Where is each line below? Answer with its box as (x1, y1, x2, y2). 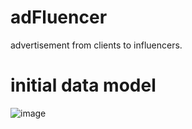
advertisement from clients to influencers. (10, 39, 183, 51)
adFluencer (10, 6, 108, 29)
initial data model (10, 74, 157, 97)
